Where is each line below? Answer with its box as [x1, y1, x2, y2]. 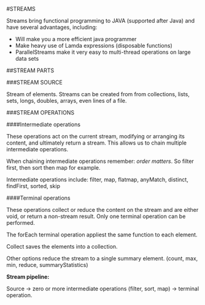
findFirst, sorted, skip [6, 183, 60, 189]
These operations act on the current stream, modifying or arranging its [6, 133, 185, 140]
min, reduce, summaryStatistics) [6, 262, 88, 268]
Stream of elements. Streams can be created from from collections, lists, [6, 91, 190, 97]
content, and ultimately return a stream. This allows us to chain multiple [6, 139, 187, 146]
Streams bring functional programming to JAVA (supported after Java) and [6, 17, 195, 24]
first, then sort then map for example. [6, 164, 101, 171]
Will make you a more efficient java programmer [15, 36, 137, 42]
